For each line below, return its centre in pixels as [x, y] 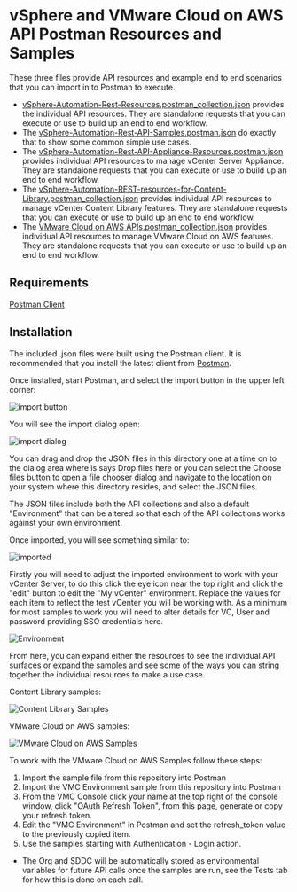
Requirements [49, 283]
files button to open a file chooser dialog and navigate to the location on [141, 477]
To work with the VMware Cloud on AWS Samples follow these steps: [136, 760]
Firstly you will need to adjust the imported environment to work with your [144, 574]
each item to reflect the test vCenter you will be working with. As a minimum [148, 602]
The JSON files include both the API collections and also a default [129, 504]
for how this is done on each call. [82, 880]
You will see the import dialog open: [74, 424]
